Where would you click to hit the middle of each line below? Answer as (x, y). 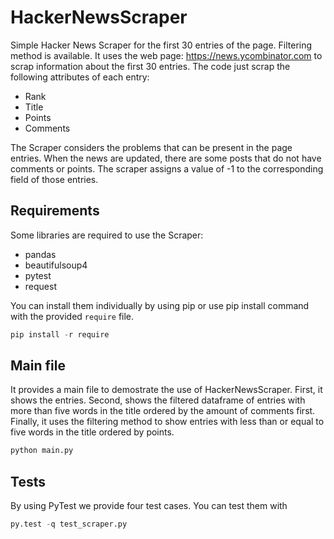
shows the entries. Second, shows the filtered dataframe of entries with (158, 400)
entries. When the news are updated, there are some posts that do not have (166, 158)
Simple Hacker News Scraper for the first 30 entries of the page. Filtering (161, 45)
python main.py (42, 451)
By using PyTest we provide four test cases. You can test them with (149, 506)
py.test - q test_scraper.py (69, 524)
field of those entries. (54, 179)
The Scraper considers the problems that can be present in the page (151, 147)
